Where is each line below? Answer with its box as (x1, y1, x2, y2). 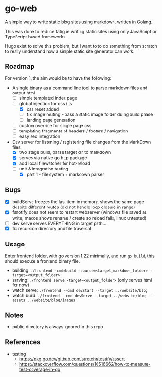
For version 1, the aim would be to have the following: (5, 75, 112, 81)
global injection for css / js (19, 100, 72, 106)
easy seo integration (19, 133, 61, 139)
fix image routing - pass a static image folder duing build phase (26, 112, 153, 117)
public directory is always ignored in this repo (12, 324, 103, 330)
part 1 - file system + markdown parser (26, 171, 104, 177)
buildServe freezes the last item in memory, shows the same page (12, 199, 144, 205)
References (5, 338, 41, 346)
